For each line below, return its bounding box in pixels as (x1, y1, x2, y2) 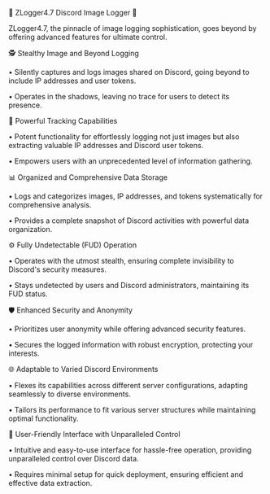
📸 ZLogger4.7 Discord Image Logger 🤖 (8, 8, 137, 17)
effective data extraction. (8, 479, 93, 487)
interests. (8, 348, 40, 358)
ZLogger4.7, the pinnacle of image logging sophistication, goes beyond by (8, 24, 257, 33)
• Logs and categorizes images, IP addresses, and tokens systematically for (8, 191, 263, 201)
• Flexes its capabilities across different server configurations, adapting (8, 381, 248, 390)
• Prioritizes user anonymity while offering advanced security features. (8, 324, 246, 334)
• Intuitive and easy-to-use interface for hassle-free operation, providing (8, 445, 252, 455)
